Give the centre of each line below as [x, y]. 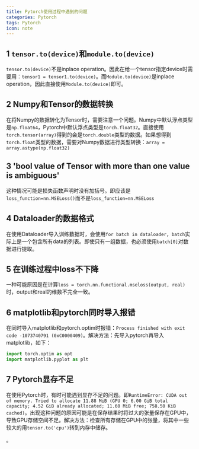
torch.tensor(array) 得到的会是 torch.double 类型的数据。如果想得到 [89, 135]
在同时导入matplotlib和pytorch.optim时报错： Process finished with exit [96, 328]
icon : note [20, 28]
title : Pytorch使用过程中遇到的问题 [47, 12]
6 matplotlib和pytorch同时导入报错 [71, 312]
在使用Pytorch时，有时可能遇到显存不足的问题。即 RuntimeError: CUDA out [97, 394]
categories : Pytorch [32, 17]
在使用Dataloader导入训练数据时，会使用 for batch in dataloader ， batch [96, 234]
